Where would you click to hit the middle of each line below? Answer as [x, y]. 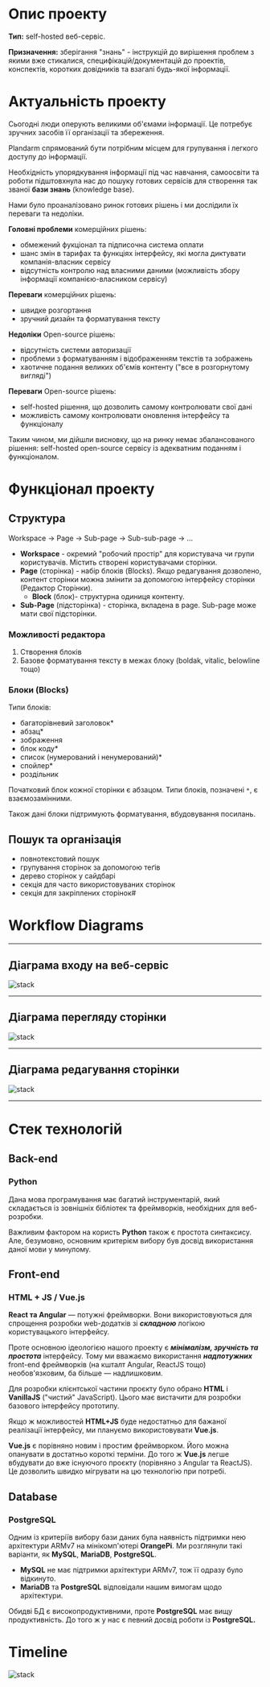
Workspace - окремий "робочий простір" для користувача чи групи [137, 553]
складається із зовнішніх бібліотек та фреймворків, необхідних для [124, 1208]
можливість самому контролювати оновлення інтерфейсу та [125, 415]
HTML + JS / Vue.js [47, 1297]
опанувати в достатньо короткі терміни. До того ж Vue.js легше [119, 1454]
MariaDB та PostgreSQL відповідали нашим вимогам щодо [121, 1586]
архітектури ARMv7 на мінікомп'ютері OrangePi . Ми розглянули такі [125, 1545]
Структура [37, 519]
